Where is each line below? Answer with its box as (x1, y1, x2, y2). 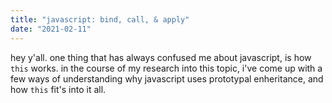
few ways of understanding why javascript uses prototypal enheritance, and (10, 72, 324, 85)
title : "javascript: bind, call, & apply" (10, 14, 190, 25)
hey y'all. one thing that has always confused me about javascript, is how (10, 51, 312, 63)
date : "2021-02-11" (10, 24, 92, 34)
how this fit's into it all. (10, 83, 107, 95)
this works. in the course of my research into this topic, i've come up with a (10, 62, 323, 74)
